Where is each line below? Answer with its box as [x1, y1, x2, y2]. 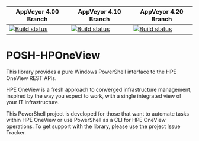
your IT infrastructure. [6, 98, 60, 105]
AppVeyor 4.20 [140, 8, 184, 15]
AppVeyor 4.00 [15, 8, 59, 15]
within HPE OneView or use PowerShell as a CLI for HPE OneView [6, 116, 166, 123]
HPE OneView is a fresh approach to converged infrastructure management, [6, 86, 192, 93]
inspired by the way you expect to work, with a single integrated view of [6, 92, 182, 100]
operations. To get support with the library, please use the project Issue [6, 123, 181, 130]
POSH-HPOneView [6, 49, 101, 62]
